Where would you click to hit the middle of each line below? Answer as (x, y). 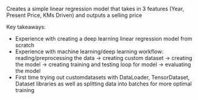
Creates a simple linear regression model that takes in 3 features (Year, (95, 9)
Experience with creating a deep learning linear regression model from (104, 38)
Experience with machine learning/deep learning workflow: (89, 52)
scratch (25, 45)
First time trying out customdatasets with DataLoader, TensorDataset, (102, 77)
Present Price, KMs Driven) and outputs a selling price (74, 15)
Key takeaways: (26, 27)
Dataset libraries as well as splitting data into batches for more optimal (103, 84)
